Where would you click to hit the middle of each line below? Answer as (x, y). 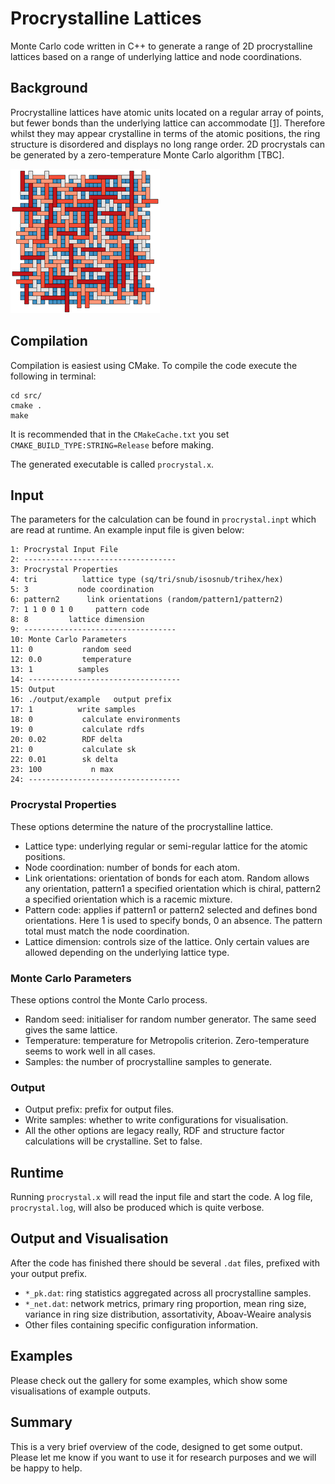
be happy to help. (46, 1468)
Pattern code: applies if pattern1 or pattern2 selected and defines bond (171, 909)
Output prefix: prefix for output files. (99, 1109)
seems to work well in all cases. (90, 1051)
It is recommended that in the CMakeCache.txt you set (120, 434)
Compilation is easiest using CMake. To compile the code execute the (154, 365)
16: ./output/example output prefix (91, 700)
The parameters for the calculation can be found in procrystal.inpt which (163, 519)
